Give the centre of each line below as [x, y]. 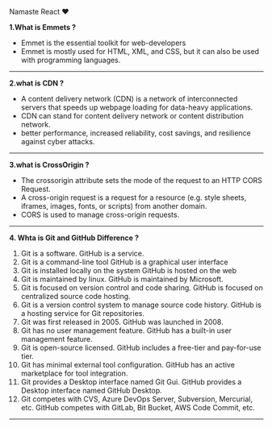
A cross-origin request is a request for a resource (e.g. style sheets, [134, 197]
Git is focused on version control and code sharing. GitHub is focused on [142, 288]
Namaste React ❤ [39, 12]
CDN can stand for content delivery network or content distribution [132, 116]
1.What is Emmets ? [42, 27]
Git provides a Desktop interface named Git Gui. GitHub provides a [131, 382]
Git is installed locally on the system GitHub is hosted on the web [129, 270]
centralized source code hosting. [76, 296]
